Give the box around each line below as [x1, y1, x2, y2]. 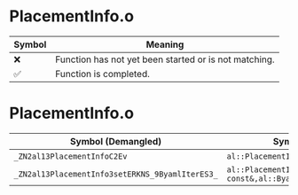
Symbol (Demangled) [69, 135, 162, 147]
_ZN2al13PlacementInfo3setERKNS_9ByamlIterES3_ [13, 168, 219, 179]
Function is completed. [54, 67, 151, 80]
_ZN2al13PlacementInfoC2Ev [13, 151, 128, 161]
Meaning [145, 38, 184, 51]
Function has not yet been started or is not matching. [54, 53, 275, 66]
